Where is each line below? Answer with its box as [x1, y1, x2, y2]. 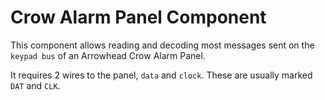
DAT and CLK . [10, 79, 61, 91]
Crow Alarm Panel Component [10, 6, 267, 29]
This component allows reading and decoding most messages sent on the [10, 39, 315, 51]
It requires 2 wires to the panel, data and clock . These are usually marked [10, 69, 313, 81]
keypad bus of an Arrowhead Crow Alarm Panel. [10, 49, 206, 61]
